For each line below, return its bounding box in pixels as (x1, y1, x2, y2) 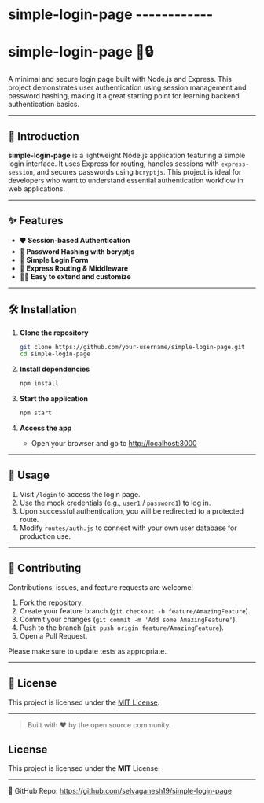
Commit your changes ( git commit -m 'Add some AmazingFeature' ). (19, 614, 238, 624)
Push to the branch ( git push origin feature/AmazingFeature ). (19, 623, 224, 632)
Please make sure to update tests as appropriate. (8, 646, 167, 656)
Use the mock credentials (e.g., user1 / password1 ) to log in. (19, 498, 211, 507)
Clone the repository (19, 328, 89, 337)
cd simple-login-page (19, 350, 90, 359)
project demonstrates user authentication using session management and (8, 83, 247, 92)
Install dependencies (19, 364, 90, 374)
